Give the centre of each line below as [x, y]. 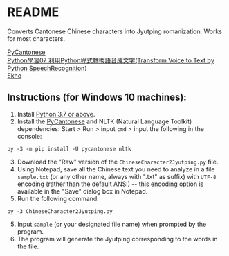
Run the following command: [58, 198]
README [33, 12]
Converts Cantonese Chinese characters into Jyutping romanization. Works [115, 31]
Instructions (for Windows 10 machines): [97, 97]
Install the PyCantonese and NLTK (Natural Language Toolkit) [104, 121]
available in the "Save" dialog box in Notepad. [82, 191]
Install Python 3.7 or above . [56, 114]
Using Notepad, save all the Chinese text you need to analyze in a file [116, 169]
